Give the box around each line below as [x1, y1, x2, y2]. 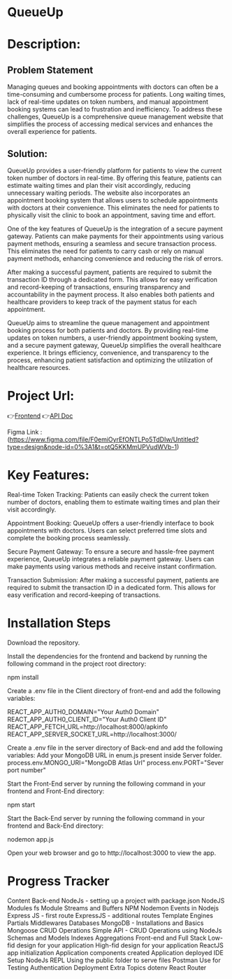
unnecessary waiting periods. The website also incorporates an [7, 189, 190, 197]
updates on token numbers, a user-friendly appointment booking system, [7, 334, 218, 342]
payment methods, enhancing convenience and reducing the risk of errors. [7, 254, 224, 263]
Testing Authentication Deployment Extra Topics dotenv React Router [7, 963, 207, 971]
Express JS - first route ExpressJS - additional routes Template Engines [7, 911, 213, 919]
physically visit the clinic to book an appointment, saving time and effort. [7, 211, 216, 219]
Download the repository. [7, 638, 80, 647]
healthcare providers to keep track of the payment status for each [7, 298, 197, 306]
